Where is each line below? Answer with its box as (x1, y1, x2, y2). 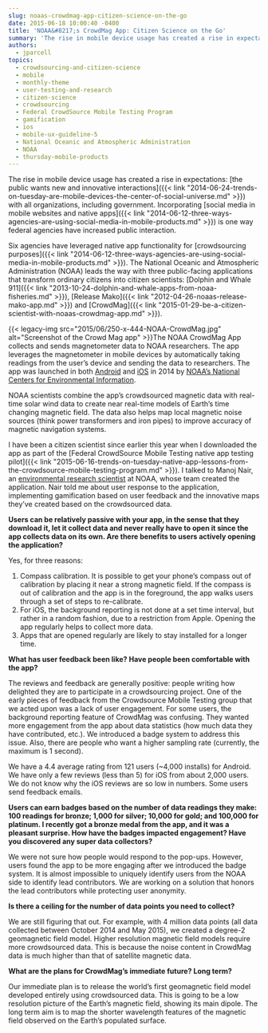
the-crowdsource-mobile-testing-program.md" (8, 465, 164, 475)
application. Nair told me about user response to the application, (8, 482, 219, 492)
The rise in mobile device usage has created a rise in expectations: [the (8, 175, 243, 184)
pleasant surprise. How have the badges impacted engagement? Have (8, 828, 246, 838)
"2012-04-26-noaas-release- (150, 292, 247, 302)
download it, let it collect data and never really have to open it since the (8, 524, 249, 533)
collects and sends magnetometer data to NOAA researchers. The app (8, 341, 239, 351)
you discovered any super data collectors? (8, 837, 153, 846)
